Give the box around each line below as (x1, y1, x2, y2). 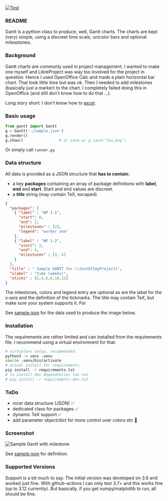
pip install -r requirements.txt (5, 367, 75, 373)
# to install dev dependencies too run (5, 372, 89, 377)
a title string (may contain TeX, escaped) (12, 191, 97, 197)
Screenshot (5, 430, 34, 437)
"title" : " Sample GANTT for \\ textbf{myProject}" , (10, 266, 122, 271)
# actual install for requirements (5, 363, 80, 368)
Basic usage (5, 112, 36, 119)
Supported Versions (5, 463, 55, 470)
